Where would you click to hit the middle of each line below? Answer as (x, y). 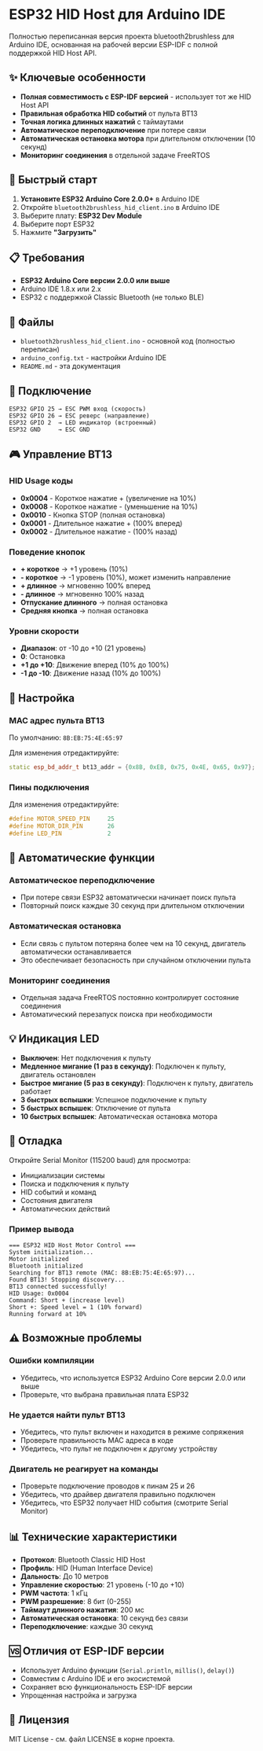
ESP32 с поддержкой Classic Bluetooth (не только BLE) (112, 297)
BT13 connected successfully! (58, 1286)
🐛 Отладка (36, 1141)
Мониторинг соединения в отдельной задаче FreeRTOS (115, 155)
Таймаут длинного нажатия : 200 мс (82, 1610)
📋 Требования (47, 257)
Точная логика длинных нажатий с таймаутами (102, 121)
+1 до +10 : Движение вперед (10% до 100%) (95, 665)
